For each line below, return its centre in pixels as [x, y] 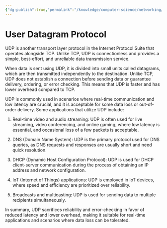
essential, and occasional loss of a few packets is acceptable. [76, 130]
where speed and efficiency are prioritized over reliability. [71, 185]
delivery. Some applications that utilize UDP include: [71, 109]
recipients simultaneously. [39, 200]
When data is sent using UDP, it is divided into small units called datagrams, [83, 68]
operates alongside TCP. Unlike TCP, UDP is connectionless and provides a [82, 53]
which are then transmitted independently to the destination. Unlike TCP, [80, 74]
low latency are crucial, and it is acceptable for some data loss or [72, 104]
